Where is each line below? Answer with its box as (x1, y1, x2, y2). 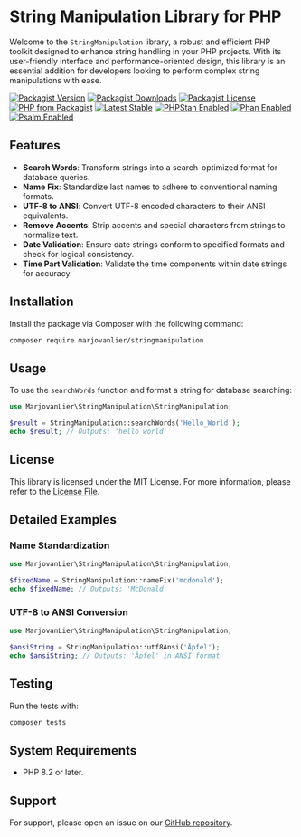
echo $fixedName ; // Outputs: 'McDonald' (9, 584, 168, 594)
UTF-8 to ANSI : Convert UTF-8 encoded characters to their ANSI (22, 200, 266, 211)
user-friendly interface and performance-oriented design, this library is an (9, 55, 286, 66)
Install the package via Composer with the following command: (9, 318, 244, 329)
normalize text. (22, 229, 79, 240)
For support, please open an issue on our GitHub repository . (9, 817, 233, 828)
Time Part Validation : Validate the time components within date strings (22, 258, 287, 269)
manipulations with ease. (9, 74, 102, 85)
